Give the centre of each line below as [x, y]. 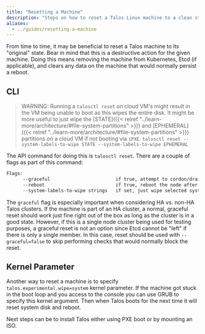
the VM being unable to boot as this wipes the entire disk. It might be [108, 113]
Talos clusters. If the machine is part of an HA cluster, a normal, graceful [97, 209]
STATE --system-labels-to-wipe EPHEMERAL [135, 145]
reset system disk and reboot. [44, 307]
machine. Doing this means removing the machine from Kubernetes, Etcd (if [102, 59]
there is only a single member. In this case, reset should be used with [93, 234]
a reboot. [18, 72]
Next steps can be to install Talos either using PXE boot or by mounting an [99, 319]
